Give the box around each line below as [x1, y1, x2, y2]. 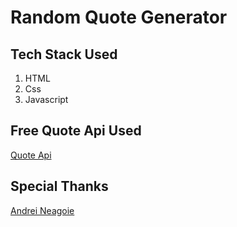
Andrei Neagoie [10, 204, 75, 216]
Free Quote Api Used [10, 122, 142, 140]
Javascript [24, 94, 69, 105]
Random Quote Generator [10, 6, 228, 29]
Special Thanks [10, 178, 109, 195]
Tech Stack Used [10, 46, 118, 63]
